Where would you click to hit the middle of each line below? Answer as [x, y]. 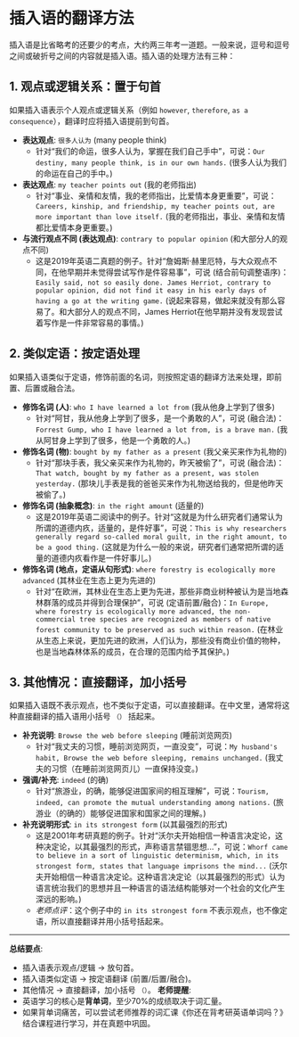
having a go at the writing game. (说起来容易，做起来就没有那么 [156, 300]
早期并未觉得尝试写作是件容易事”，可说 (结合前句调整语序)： [178, 272]
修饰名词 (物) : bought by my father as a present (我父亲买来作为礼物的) [154, 451]
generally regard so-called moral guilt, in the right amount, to [161, 537]
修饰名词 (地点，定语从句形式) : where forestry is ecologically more [149, 569]
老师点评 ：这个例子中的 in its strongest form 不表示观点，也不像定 [161, 910]
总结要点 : [26, 949]
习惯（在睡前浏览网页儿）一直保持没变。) [125, 769]
